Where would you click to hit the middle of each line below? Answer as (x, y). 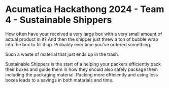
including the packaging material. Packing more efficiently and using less (82, 74)
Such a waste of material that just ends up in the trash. (62, 54)
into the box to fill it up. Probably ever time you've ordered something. (78, 44)
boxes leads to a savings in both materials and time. (59, 80)
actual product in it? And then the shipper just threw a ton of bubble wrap (82, 39)
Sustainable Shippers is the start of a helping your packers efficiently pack (83, 64)
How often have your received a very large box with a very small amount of (84, 34)
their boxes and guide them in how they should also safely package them (82, 69)
